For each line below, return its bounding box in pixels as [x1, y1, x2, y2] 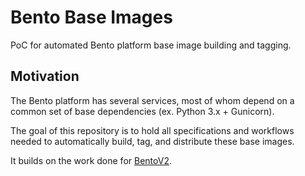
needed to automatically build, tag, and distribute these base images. [10, 135, 295, 147]
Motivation [10, 68, 80, 85]
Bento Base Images [10, 6, 173, 29]
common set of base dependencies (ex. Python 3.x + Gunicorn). [10, 105, 275, 117]
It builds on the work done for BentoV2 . [10, 154, 172, 166]
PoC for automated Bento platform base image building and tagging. [10, 39, 292, 51]
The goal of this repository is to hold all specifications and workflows [10, 124, 295, 136]
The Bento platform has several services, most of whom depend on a [10, 94, 295, 106]
